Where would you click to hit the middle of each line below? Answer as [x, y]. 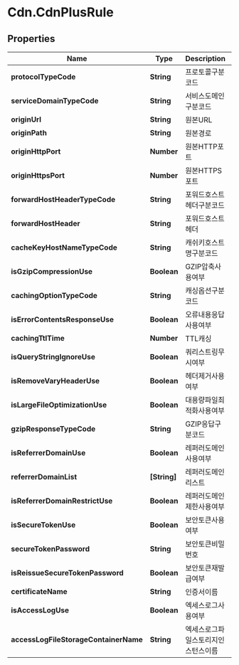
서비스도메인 [205, 96]
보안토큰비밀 [205, 544]
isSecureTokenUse [43, 525]
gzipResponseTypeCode [53, 429]
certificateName [39, 591]
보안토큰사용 [205, 520]
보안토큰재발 [205, 568]
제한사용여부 [205, 507]
